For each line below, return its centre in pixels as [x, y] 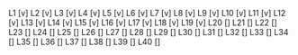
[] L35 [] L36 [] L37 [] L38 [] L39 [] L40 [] [85, 41]
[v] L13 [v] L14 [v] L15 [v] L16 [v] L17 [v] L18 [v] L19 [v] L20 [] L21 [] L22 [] [143, 23]
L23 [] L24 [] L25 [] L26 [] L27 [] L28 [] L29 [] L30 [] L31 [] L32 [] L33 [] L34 [149, 32]
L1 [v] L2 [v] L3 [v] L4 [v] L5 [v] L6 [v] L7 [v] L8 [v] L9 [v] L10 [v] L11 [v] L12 [147, 13]
